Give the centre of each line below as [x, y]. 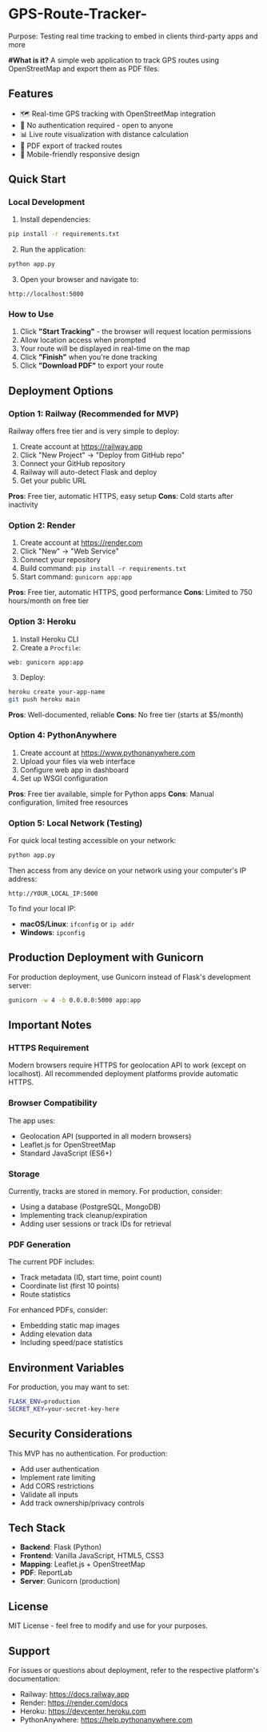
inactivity [23, 504]
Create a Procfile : [50, 647]
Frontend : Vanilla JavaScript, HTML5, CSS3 [92, 1556]
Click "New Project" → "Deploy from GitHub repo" [102, 455]
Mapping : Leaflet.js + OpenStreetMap [82, 1564]
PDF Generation [40, 1244]
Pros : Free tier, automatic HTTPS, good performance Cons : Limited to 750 [131, 593]
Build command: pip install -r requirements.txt [103, 569]
